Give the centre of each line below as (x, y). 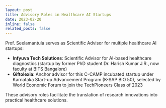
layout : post (19, 10)
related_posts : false (28, 29)
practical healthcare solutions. (36, 100)
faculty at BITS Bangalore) (40, 69)
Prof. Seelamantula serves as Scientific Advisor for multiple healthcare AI (81, 43)
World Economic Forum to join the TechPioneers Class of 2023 (78, 85)
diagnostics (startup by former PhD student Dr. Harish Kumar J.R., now (86, 64)
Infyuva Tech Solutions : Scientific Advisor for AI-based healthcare (82, 58)
